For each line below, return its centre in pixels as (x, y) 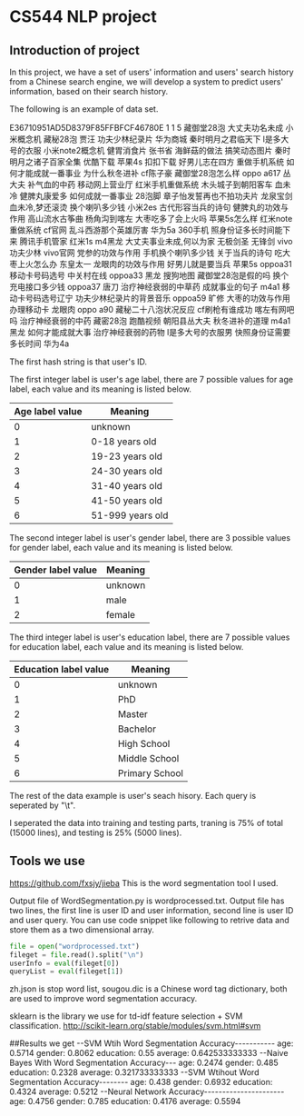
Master (132, 714)
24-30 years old (127, 471)
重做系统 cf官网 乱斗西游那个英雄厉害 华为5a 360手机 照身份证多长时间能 (146, 230)
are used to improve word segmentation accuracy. (103, 999)
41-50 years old (127, 500)
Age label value (48, 411)
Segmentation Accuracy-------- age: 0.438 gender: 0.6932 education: (141, 1082)
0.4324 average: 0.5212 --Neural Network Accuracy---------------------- (147, 1091)
